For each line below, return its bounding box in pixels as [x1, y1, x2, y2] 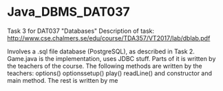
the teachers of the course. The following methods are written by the [7, 62, 203, 70]
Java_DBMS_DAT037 [7, 4, 131, 20]
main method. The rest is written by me [7, 76, 118, 84]
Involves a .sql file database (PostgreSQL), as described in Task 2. [7, 47, 195, 55]
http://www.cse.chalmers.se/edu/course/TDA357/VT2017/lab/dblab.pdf [7, 34, 211, 42]
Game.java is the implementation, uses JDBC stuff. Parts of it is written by [7, 54, 216, 62]
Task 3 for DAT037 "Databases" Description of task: [7, 27, 155, 35]
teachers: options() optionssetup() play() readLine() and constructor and [7, 69, 212, 77]
